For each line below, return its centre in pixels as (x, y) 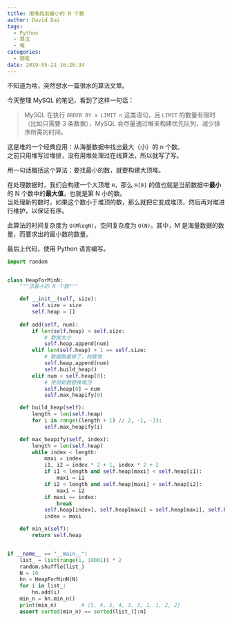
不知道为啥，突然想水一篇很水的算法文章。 (68, 85)
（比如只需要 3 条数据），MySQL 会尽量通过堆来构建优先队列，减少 (119, 123)
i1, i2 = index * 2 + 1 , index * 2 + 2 (101, 465)
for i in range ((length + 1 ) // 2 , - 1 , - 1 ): (97, 420)
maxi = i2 (70, 491)
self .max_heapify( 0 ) (74, 395)
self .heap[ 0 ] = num (72, 389)
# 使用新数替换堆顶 (68, 382)
